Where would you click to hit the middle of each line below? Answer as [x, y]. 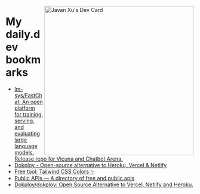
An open [33, 101]
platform [24, 108]
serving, [24, 121]
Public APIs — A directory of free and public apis [74, 178]
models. [24, 152]
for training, [28, 114]
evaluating [27, 133]
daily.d [23, 34]
